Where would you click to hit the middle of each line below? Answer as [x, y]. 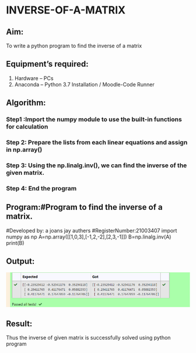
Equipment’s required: [47, 64]
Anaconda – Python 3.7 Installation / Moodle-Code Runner [84, 84]
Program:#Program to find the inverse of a [84, 207]
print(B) [15, 243]
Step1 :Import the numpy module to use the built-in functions [94, 119]
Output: [20, 262]
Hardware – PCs [34, 78]
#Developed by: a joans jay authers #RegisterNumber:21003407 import [92, 230]
